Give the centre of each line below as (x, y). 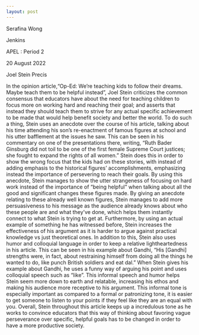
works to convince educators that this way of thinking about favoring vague (98, 312)
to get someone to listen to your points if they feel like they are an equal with (99, 300)
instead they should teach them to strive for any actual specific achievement (99, 111)
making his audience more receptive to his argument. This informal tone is (97, 288)
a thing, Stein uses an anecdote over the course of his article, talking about (98, 124)
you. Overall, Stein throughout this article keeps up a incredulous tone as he (99, 307)
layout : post (22, 12)
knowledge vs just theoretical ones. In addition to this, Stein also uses (91, 237)
